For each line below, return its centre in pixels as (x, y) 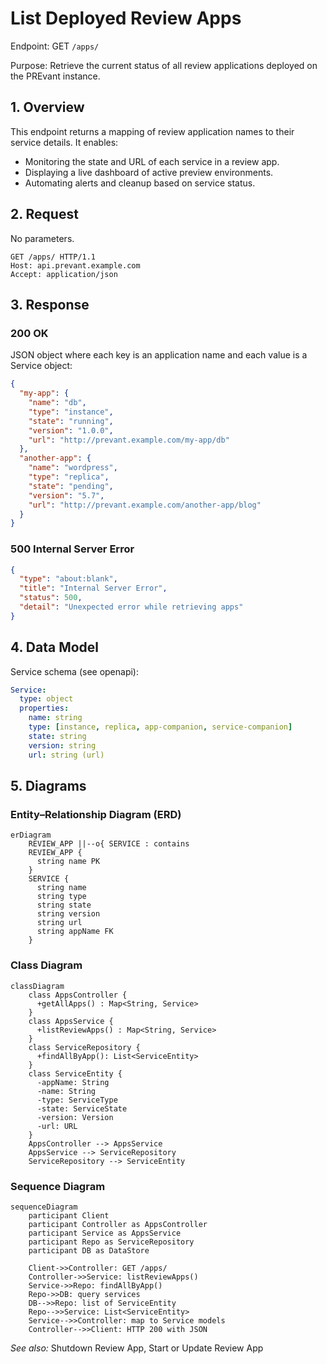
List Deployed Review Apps (126, 18)
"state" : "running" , (71, 421)
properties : (44, 708)
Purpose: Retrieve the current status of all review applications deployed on (164, 65)
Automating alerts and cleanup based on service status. (140, 183)
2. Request (44, 214)
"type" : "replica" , (69, 477)
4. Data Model (55, 647)
